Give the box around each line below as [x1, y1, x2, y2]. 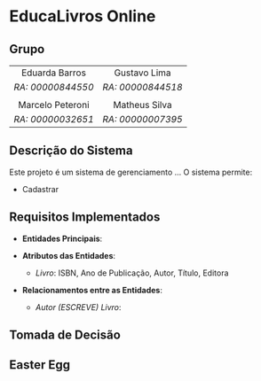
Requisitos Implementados [9, 210, 161, 225]
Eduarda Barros [20, 66, 87, 79]
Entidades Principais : [21, 233, 103, 244]
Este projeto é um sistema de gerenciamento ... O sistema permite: [9, 167, 253, 177]
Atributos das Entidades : [21, 250, 116, 260]
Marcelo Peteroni [18, 99, 91, 111]
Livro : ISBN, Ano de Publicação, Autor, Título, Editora [35, 268, 229, 278]
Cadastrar [21, 183, 59, 194]
